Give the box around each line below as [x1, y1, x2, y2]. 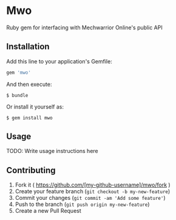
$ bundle [6, 92, 29, 98]
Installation [6, 41, 50, 52]
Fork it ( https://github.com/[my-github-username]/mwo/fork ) [15, 181, 171, 189]
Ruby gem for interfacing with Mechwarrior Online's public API [6, 24, 163, 31]
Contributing [6, 165, 56, 176]
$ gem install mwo [6, 115, 53, 121]
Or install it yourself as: [6, 103, 64, 110]
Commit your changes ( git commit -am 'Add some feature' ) [15, 194, 166, 202]
